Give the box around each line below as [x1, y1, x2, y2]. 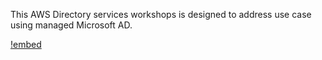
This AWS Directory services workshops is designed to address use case [10, 9, 312, 20]
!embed [10, 39, 42, 50]
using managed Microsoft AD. [10, 19, 133, 31]
